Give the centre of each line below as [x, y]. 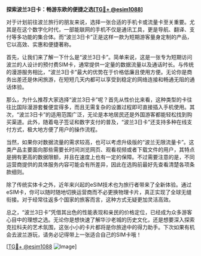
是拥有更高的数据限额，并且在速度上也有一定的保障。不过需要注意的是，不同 [100, 157]
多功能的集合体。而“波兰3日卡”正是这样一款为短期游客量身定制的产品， [104, 37]
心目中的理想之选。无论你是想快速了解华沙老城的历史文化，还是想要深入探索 [100, 220]
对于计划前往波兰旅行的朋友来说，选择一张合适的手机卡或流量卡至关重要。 [98, 22]
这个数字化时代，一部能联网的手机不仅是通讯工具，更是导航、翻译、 [106, 30]
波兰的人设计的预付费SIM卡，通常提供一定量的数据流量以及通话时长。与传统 [100, 64]
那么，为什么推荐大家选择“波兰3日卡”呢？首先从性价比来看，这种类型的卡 [97, 100]
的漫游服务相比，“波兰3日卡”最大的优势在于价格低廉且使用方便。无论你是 [97, 72]
